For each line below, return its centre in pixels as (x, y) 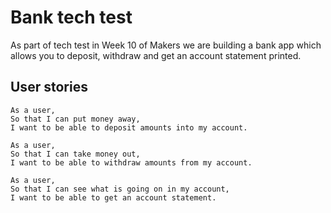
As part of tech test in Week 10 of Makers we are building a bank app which (166, 45)
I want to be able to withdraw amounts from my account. (131, 162)
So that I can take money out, (75, 154)
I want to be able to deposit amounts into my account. (129, 127)
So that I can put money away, (75, 119)
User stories (49, 87)
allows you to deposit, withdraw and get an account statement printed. (156, 55)
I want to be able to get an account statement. (113, 197)
